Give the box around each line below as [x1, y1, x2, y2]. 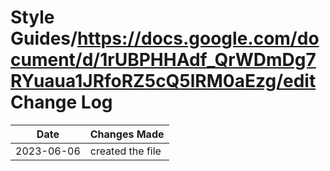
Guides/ [10, 27, 78, 50]
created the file [89, 144, 162, 158]
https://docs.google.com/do [76, 27, 320, 50]
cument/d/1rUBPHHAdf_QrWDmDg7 [10, 49, 317, 71]
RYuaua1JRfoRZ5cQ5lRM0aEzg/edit [10, 70, 317, 93]
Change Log [10, 91, 113, 114]
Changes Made [89, 127, 165, 141]
